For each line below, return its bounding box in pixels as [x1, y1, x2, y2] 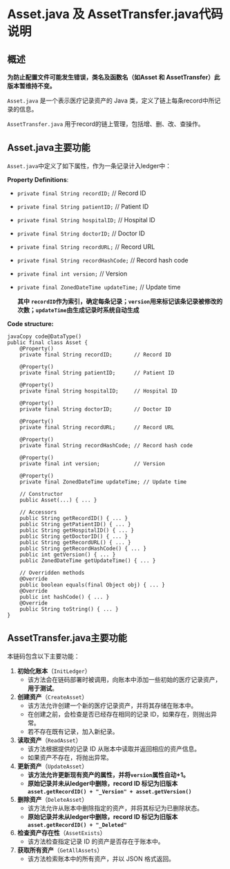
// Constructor [19, 490, 64, 497]
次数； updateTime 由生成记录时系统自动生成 [17, 305, 140, 314]
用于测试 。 [27, 683, 59, 692]
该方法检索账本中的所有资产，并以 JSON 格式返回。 [27, 854, 175, 863]
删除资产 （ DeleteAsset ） [17, 795, 88, 803]
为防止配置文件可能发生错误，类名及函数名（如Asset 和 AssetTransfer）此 [7, 73, 221, 81]
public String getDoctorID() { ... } [19, 532, 128, 540]
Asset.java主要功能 [7, 142, 91, 154]
